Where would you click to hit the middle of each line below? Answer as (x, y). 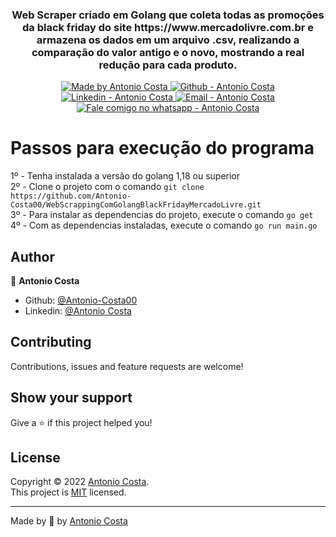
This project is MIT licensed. (68, 492)
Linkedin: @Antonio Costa (78, 311)
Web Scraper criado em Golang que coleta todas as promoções (168, 15)
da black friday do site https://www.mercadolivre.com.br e (168, 27)
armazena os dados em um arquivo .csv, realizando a (168, 40)
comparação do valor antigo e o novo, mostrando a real (168, 52)
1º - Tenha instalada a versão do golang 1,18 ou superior (125, 176)
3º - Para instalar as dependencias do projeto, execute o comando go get (162, 215)
